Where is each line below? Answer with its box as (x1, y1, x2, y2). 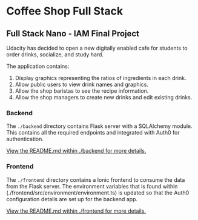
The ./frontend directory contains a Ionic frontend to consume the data (6, 176, 185, 183)
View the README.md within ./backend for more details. (6, 147, 147, 155)
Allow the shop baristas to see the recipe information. (15, 87, 149, 95)
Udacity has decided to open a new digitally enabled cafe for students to (6, 44, 188, 52)
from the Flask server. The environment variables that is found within (6, 182, 178, 190)
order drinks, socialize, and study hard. (6, 51, 104, 58)
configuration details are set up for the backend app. (6, 195, 138, 202)
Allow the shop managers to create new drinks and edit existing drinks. (15, 94, 193, 101)
